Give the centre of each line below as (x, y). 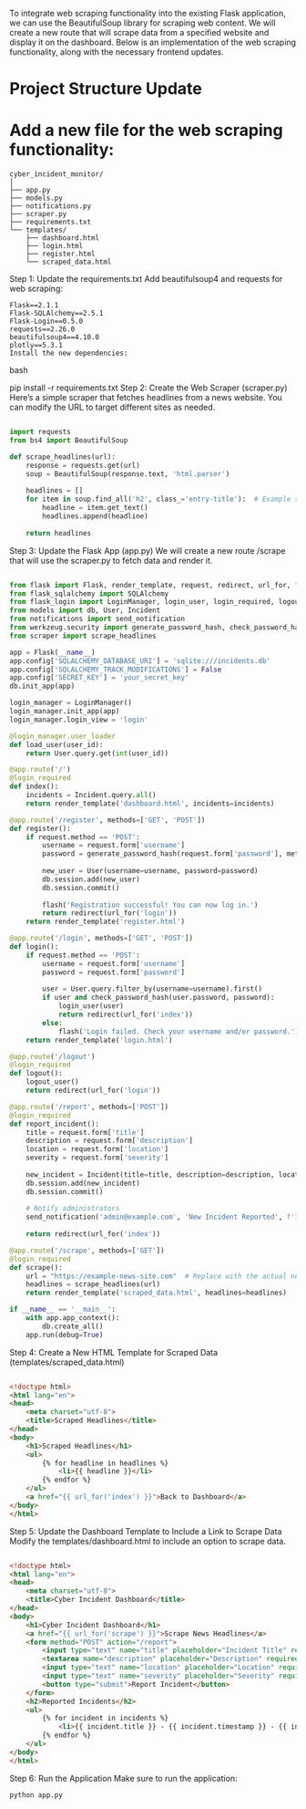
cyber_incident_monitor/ (56, 174)
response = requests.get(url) (83, 465)
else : (53, 1023)
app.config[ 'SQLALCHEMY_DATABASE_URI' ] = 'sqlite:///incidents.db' (140, 660)
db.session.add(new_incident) (83, 1183)
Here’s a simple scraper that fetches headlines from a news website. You (146, 398)
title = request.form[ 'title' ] (85, 1132)
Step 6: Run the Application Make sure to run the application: (124, 1778)
